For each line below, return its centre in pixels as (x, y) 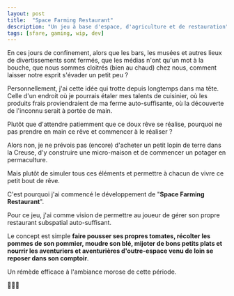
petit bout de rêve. (34, 181)
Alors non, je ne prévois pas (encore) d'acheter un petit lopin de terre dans (114, 145)
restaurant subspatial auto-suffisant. (60, 223)
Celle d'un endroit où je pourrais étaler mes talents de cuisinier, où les (107, 96)
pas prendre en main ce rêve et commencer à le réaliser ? (90, 132)
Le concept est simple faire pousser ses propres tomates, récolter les (109, 236)
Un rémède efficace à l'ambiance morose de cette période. (92, 272)
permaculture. (28, 160)
